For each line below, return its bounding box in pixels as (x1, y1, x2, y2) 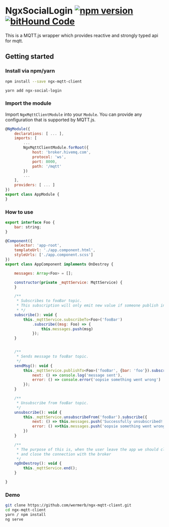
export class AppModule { (5, 192, 59, 197)
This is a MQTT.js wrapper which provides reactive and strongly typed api (5, 32, 158, 38)
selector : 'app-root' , (14, 243, 62, 248)
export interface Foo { (5, 219, 55, 225)
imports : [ (14, 136, 37, 141)
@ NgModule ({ (5, 126, 30, 131)
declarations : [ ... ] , (14, 131, 64, 136)
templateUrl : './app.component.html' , (14, 248, 96, 253)
